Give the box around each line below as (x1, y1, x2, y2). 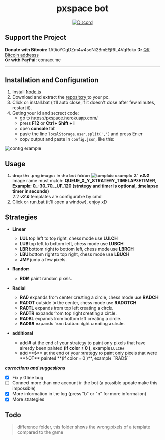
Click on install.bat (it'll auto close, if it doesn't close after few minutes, (12, 99, 156, 105)
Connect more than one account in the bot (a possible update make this (12, 380, 158, 386)
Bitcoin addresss (5, 52, 39, 58)
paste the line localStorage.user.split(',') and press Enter (19, 131, 143, 137)
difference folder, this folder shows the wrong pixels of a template (17, 424, 151, 430)
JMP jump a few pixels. (19, 257, 67, 263)
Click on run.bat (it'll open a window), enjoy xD (12, 199, 107, 205)
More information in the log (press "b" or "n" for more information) (12, 391, 146, 397)
